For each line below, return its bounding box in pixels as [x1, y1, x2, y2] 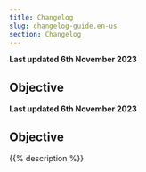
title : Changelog [9, 12, 74, 22]
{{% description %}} [9, 153, 85, 163]
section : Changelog [9, 29, 82, 38]
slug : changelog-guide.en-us [9, 21, 118, 30]
